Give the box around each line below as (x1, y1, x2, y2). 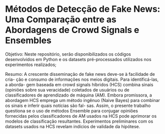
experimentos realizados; (5, 62, 57, 67)
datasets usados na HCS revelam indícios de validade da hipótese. (5, 123, 140, 129)
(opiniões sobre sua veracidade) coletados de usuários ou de (5, 87, 130, 93)
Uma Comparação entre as (5, 14, 117, 25)
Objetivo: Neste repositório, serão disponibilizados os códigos (5, 51, 132, 57)
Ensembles (5, 35, 52, 46)
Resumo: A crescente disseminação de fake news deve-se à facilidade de (5, 71, 155, 77)
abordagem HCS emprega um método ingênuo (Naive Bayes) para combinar (5, 97, 160, 103)
